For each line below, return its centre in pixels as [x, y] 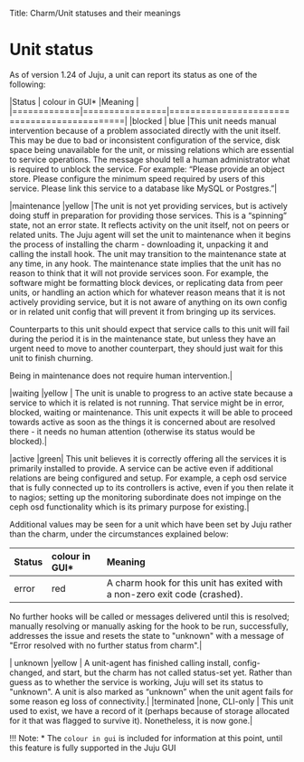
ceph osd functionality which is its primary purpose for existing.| [129, 507]
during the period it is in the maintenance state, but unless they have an [142, 338]
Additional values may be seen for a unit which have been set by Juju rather [151, 524]
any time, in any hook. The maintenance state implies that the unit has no [146, 263]
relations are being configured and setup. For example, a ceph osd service [148, 478]
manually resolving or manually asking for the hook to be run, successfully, [149, 626]
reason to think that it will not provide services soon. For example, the [139, 273]
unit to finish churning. [51, 357]
